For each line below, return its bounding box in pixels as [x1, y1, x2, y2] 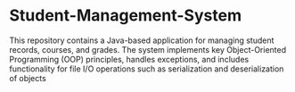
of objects [9, 72, 46, 83]
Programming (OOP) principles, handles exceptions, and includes [9, 54, 250, 64]
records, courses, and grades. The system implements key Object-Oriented [9, 44, 287, 54]
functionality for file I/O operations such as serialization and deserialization [9, 63, 284, 74]
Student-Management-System [9, 5, 242, 26]
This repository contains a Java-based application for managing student [9, 35, 275, 46]
